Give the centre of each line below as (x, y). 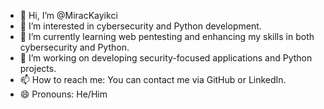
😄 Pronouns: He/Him (63, 94)
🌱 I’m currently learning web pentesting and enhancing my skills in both (167, 36)
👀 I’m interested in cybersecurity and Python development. (140, 26)
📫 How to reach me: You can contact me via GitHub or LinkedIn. (153, 79)
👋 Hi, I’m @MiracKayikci (68, 15)
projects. (38, 68)
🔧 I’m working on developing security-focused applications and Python (166, 58)
